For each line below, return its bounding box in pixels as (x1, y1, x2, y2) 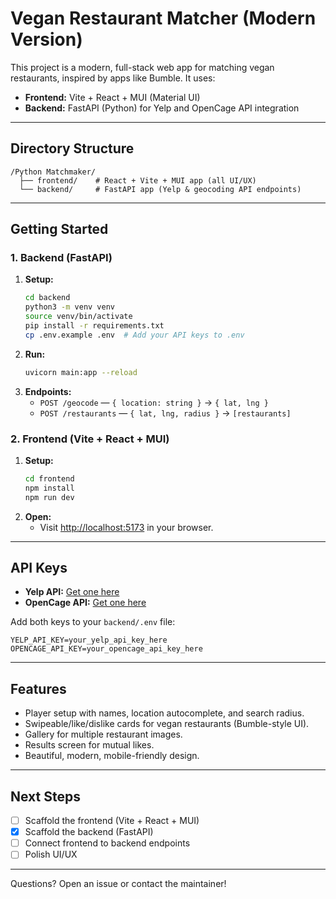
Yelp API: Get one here (24, 586, 120, 598)
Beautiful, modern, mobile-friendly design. (24, 750, 200, 762)
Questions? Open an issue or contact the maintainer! (10, 878, 227, 890)
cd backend (24, 293, 71, 303)
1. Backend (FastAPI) (10, 251, 113, 265)
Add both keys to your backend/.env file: (10, 616, 176, 628)
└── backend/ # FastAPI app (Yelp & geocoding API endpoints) (19, 184, 302, 194)
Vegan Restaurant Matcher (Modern (10, 7, 317, 30)
